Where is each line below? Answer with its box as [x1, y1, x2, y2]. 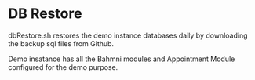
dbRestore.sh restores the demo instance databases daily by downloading [8, 31, 248, 40]
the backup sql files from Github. [8, 38, 115, 48]
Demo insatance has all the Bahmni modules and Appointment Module [8, 54, 235, 64]
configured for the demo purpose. [8, 62, 118, 71]
